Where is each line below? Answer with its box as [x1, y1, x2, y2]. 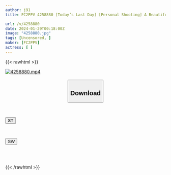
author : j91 [5, 7, 31, 13]
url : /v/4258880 [5, 21, 40, 26]
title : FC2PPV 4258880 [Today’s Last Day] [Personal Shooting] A [5, 12, 147, 17]
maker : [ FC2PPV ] [5, 40, 40, 46]
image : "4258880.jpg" [5, 31, 51, 36]
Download [70, 89, 101, 97]
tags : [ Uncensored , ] [5, 36, 51, 41]
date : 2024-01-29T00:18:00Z [5, 26, 65, 31]
